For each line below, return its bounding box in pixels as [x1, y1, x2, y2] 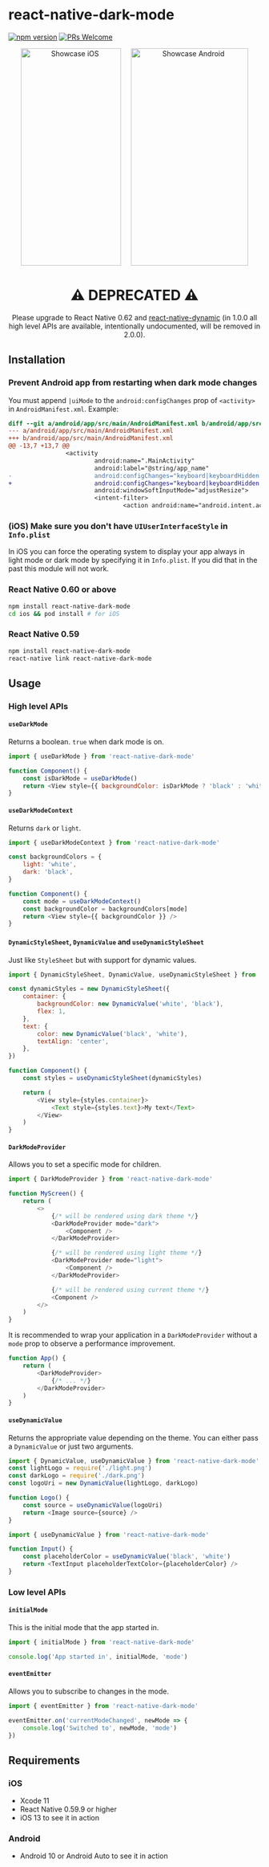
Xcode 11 [19, 1796, 50, 1806]
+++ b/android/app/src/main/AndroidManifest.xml [8, 434, 174, 442]
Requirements [8, 1753, 80, 1767]
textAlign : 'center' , [37, 1037, 110, 1046]
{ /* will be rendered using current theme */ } [50, 1286, 210, 1294]
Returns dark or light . [8, 823, 82, 833]
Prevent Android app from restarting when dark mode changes [8, 377, 258, 389]
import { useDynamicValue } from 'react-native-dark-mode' [8, 1531, 210, 1539]
